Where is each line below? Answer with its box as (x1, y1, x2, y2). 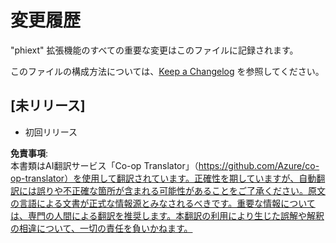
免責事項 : (10, 147, 49, 159)
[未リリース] (10, 97, 86, 115)
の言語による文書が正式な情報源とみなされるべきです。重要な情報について (10, 197, 316, 209)
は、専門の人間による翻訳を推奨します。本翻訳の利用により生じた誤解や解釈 (10, 209, 325, 221)
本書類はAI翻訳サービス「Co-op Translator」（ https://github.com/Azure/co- (10, 159, 320, 171)
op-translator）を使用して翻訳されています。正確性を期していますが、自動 (10, 172, 317, 184)
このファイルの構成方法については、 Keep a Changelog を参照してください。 (10, 65, 325, 77)
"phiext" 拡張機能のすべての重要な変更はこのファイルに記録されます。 (10, 44, 299, 56)
